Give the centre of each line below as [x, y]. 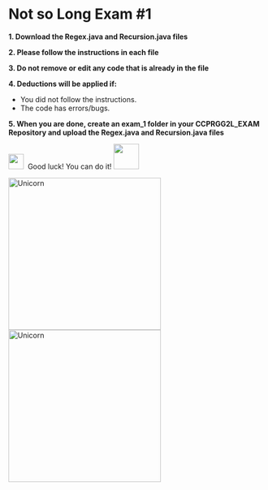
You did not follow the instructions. [78, 99]
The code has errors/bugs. [65, 108]
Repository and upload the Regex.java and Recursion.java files [117, 132]
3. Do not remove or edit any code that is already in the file [109, 68]
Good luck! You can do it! [69, 166]
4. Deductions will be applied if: [63, 84]
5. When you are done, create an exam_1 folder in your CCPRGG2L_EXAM [134, 123]
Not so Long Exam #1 [80, 14]
